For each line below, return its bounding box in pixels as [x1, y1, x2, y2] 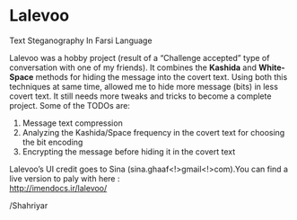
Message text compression [22, 118, 123, 128]
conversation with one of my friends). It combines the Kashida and [9, 62, 258, 73]
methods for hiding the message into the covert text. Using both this [35, 71, 288, 82]
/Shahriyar [9, 199, 48, 211]
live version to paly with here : [9, 172, 120, 184]
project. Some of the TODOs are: [9, 100, 130, 110]
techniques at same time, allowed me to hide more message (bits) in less [9, 81, 278, 92]
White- [258, 62, 285, 73]
